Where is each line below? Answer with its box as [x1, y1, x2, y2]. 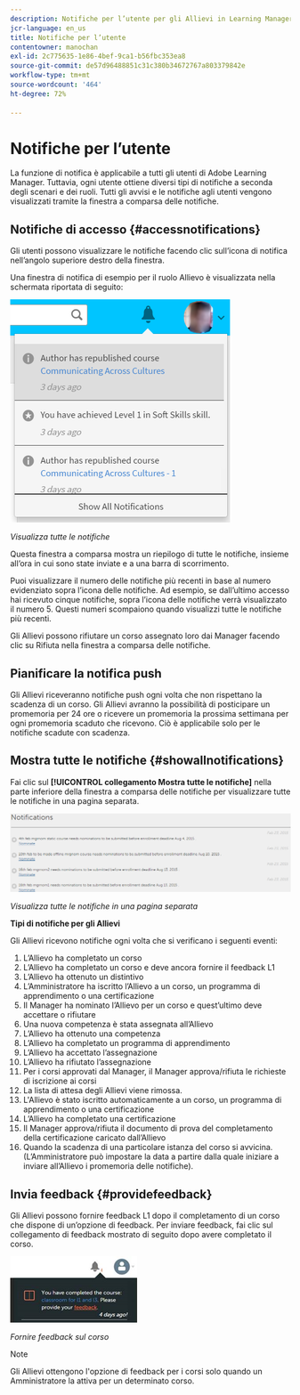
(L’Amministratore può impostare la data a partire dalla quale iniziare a [22, 1151, 280, 1162]
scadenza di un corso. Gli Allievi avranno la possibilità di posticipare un [10, 699, 271, 710]
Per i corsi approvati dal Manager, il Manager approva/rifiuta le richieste [22, 1067, 287, 1077]
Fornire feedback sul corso [10, 1331, 109, 1342]
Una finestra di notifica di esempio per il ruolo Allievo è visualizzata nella [10, 272, 276, 283]
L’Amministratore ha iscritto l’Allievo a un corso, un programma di [22, 981, 261, 992]
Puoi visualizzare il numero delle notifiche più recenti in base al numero [10, 575, 272, 587]
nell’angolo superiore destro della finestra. [10, 255, 166, 266]
